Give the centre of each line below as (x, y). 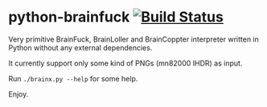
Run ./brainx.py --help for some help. (73, 78)
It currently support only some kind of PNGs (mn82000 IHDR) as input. (125, 63)
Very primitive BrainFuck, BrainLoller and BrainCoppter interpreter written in (134, 39)
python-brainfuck (69, 17)
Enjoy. (18, 94)
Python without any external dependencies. (80, 47)
